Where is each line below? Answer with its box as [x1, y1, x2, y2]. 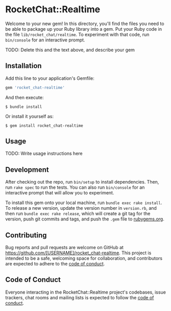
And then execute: [5, 94, 44, 100]
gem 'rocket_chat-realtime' [5, 85, 65, 90]
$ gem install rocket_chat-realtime [5, 123, 83, 128]
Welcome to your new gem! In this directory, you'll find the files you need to [5, 20, 164, 27]
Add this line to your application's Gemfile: [5, 75, 94, 81]
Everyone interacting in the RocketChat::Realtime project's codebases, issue [5, 289, 166, 295]
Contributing [5, 231, 47, 239]
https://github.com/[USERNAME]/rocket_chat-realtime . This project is [5, 250, 152, 256]
